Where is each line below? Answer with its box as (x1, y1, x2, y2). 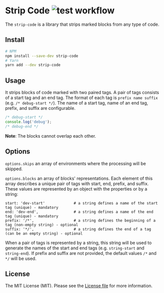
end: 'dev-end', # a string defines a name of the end (5, 209, 154, 214)
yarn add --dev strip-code (5, 62, 61, 68)
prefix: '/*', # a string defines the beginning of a (5, 218, 156, 223)
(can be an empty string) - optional (5, 231, 83, 236)
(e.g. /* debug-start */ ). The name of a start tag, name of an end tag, (5, 100, 148, 106)
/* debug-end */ (5, 124, 39, 129)
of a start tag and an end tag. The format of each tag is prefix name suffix (5, 95, 158, 101)
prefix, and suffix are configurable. (5, 105, 76, 111)
